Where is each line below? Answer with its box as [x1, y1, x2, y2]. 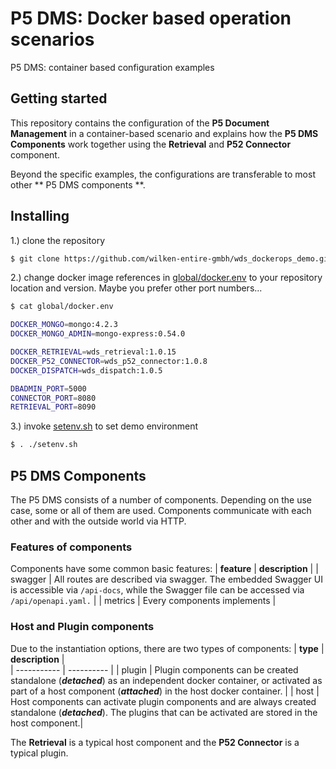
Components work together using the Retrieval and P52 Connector [10, 138, 292, 150]
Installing [10, 208, 70, 225]
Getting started [10, 90, 108, 107]
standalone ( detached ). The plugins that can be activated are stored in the [10, 706, 318, 718]
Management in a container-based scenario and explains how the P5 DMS [10, 127, 319, 139]
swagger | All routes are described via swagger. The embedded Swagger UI [10, 573, 323, 586]
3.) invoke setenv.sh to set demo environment [10, 420, 199, 432]
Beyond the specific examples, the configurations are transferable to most [10, 168, 316, 180]
